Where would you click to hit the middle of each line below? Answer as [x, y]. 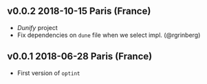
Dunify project [37, 27]
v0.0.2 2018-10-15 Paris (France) [79, 11]
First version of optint [48, 73]
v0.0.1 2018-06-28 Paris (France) [80, 56]
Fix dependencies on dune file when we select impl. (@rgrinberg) [109, 35]
